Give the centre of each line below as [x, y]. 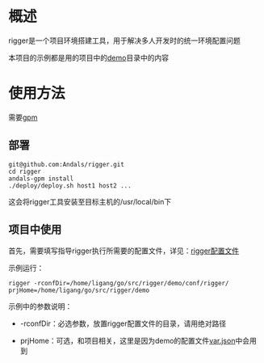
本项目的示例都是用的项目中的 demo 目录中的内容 [89, 57]
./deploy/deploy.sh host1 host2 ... [70, 186]
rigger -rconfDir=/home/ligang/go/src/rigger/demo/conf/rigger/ [119, 283]
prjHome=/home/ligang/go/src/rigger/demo [79, 290]
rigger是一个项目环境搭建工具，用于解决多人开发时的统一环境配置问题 [124, 40]
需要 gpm [23, 117]
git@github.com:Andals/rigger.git [67, 164]
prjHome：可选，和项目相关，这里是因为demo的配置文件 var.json [128, 340]
